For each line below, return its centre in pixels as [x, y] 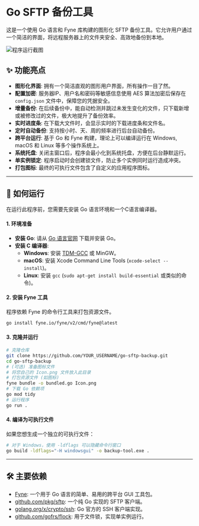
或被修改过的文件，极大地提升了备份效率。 [67, 115]
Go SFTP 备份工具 [50, 12]
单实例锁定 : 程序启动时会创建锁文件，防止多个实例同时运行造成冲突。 [99, 160]
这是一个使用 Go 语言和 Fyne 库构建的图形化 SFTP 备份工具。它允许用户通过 [99, 30]
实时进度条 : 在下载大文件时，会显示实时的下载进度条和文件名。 [92, 123]
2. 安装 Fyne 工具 [27, 297]
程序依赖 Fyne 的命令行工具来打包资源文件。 [60, 311]
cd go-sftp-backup [29, 361]
